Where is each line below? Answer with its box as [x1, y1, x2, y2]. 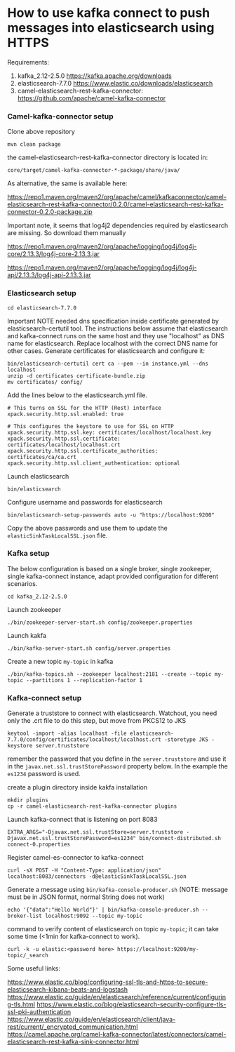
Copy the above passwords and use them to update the [7, 524, 168, 532]
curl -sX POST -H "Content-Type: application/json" [7, 867, 161, 874]
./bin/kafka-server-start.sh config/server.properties [7, 644, 171, 652]
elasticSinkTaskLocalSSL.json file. [7, 531, 108, 540]
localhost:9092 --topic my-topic [44, 912, 142, 920]
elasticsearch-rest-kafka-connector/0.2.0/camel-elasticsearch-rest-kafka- [7, 200, 224, 208]
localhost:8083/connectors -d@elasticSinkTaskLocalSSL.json [7, 873, 187, 880]
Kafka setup [7, 549, 51, 559]
